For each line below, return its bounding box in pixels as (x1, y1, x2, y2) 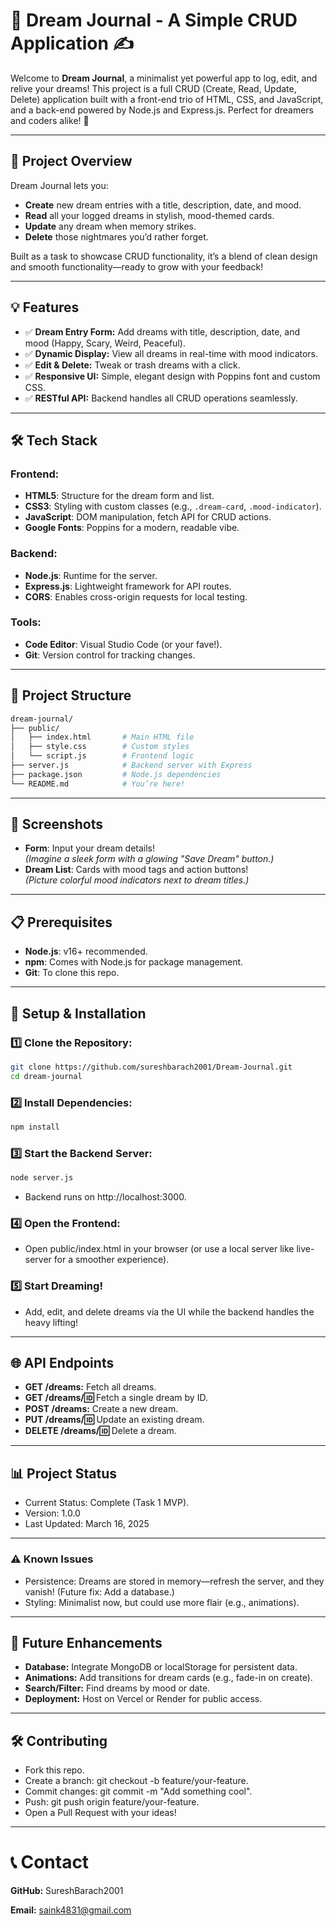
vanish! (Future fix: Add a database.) (24, 1585, 175, 1598)
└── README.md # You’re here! (10, 779, 186, 789)
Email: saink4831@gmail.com (10, 1904, 132, 1916)
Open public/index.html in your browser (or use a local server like (24, 1243, 295, 1255)
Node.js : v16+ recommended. (24, 945, 148, 958)
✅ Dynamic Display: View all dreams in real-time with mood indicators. (24, 347, 319, 359)
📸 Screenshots (10, 816, 104, 833)
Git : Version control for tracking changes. (24, 649, 196, 661)
